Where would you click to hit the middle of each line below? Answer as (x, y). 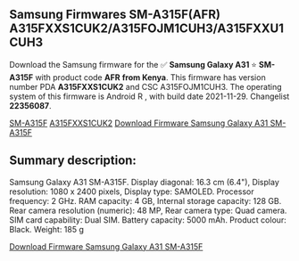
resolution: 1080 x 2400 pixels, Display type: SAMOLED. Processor (132, 192)
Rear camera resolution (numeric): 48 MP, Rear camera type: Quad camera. (148, 210)
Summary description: (73, 161)
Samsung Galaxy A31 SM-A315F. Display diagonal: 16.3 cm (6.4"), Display (144, 182)
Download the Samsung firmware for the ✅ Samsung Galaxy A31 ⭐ (133, 64)
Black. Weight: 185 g (47, 229)
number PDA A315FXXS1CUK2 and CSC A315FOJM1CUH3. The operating (145, 86)
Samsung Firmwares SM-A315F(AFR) (115, 15)
